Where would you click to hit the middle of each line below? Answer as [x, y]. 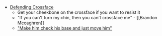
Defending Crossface [32, 7]
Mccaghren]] [31, 23]
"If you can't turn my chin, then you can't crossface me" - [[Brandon [87, 18]
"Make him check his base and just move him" [65, 28]
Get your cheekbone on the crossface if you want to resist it [79, 12]
